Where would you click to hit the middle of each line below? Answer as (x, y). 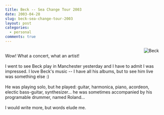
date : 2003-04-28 (23, 14)
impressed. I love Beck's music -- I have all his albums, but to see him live (79, 71)
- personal (20, 32)
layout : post (18, 23)
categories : (17, 28)
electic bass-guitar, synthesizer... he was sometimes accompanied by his (79, 92)
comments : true (20, 37)
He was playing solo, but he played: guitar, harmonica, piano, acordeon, (77, 87)
